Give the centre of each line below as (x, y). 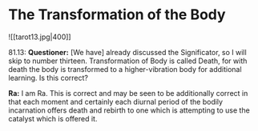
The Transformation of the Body (117, 15)
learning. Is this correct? (48, 77)
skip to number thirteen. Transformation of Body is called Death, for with (128, 61)
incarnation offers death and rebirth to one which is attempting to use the (129, 110)
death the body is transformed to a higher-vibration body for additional (125, 69)
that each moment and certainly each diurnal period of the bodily (115, 101)
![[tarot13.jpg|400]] (40, 37)
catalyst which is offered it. (53, 118)
